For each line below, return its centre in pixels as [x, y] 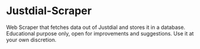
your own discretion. [31, 40]
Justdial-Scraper [49, 11]
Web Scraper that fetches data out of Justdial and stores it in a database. [96, 27]
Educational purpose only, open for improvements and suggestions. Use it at [100, 33]
